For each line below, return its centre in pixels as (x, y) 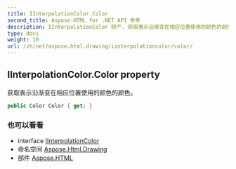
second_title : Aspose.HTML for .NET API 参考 (74, 20)
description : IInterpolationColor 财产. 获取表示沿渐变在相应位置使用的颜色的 (115, 27)
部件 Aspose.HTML (45, 158)
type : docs (23, 33)
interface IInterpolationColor (58, 140)
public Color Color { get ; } (50, 106)
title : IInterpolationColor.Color (58, 14)
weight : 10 (23, 40)
